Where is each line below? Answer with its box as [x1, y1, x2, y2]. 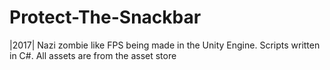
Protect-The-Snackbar [9, 6, 202, 29]
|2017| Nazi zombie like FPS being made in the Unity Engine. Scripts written [9, 39, 321, 51]
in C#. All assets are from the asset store [9, 49, 177, 61]
